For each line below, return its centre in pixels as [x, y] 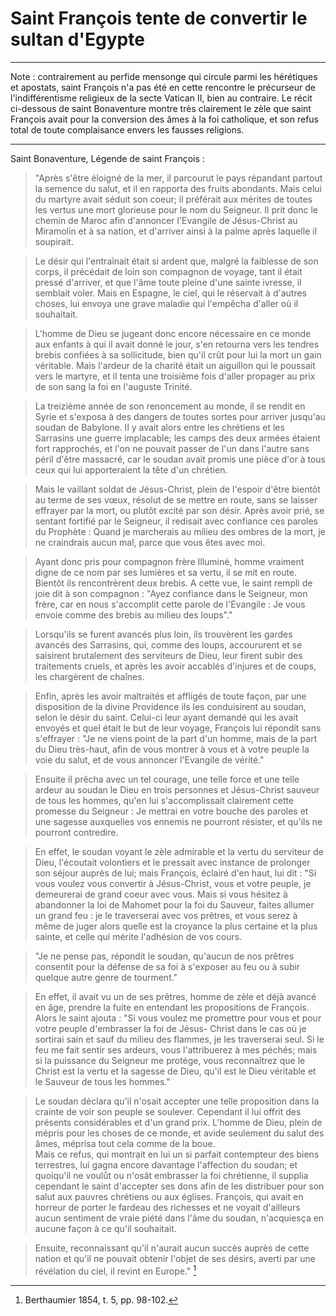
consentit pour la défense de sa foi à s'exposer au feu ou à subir [167, 966]
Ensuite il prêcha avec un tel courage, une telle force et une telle [167, 779]
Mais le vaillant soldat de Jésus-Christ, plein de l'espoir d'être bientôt [177, 489]
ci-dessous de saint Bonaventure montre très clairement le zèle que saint [161, 108]
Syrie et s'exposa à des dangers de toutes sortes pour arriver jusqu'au [180, 416]
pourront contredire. [76, 832]
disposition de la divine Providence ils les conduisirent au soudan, [170, 706]
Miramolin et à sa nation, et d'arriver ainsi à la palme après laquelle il [176, 231]
